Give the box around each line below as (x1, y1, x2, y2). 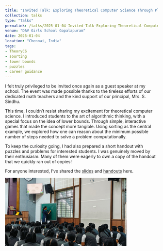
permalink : (5, 23, 27, 28)
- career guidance (5, 69, 42, 74)
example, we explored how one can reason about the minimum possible (5, 129, 149, 134)
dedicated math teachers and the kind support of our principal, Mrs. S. (5, 94, 146, 100)
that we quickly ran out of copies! (5, 159, 72, 165)
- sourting (5, 54, 27, 59)
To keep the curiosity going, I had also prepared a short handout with (5, 143, 143, 149)
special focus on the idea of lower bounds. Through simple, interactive (5, 118, 147, 124)
